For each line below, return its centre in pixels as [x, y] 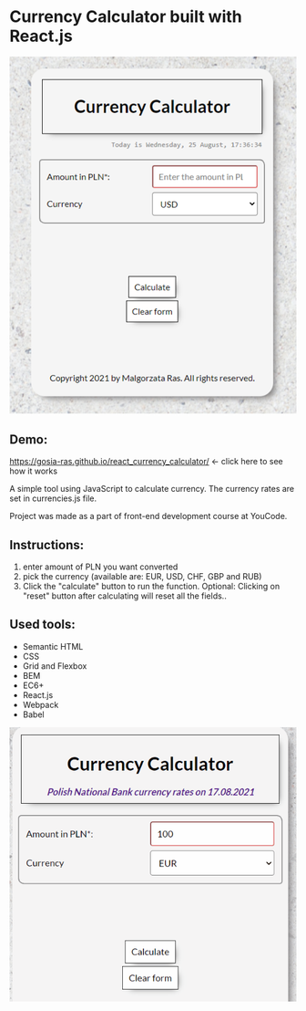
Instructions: [47, 545]
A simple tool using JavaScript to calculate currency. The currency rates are [152, 489]
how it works [33, 471]
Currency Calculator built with [126, 17]
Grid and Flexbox [55, 666]
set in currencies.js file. [53, 498]
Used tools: [42, 625]
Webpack [41, 704]
